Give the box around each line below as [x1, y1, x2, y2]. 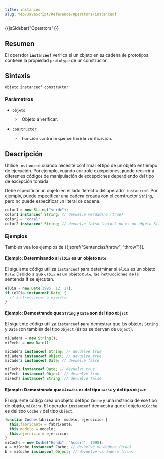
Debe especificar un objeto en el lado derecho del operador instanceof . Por [5, 188, 158, 194]
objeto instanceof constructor [5, 85, 69, 90]
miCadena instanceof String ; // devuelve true [5, 349, 102, 354]
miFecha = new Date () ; [5, 340, 51, 345]
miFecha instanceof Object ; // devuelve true [5, 371, 99, 377]
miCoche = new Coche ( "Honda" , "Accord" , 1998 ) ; [5, 440, 104, 445]
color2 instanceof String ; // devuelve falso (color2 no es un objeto [5, 221, 152, 226]
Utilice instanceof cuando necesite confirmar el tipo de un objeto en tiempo [5, 162, 158, 169]
